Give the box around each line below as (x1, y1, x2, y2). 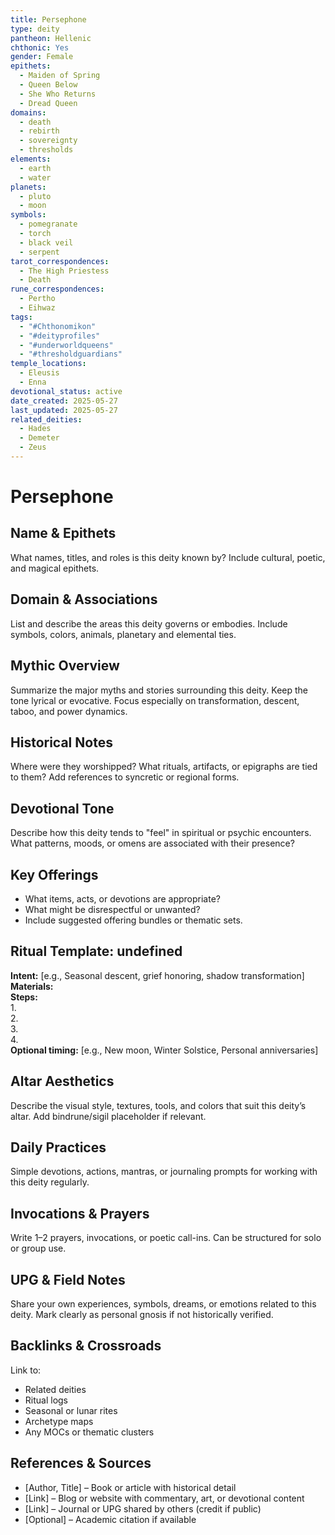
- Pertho (19, 294, 56, 304)
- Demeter (19, 433, 60, 443)
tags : (10, 312, 33, 322)
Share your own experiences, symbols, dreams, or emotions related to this (10, 1298, 317, 1310)
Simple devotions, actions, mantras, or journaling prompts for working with (10, 1166, 318, 1178)
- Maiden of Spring (19, 71, 101, 81)
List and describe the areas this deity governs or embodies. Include (10, 617, 288, 630)
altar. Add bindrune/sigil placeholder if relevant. (10, 1110, 207, 1122)
